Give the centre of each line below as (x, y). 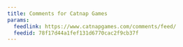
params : (19, 20)
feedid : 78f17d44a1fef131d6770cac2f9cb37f (76, 33)
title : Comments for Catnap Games (58, 13)
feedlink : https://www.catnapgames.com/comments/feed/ (95, 26)
